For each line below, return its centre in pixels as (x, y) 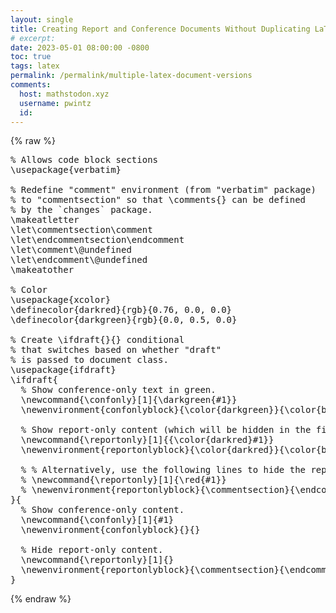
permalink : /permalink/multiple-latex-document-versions (131, 76)
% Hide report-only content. (92, 550)
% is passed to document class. (89, 360)
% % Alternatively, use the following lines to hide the (163, 470)
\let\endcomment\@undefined (79, 260)
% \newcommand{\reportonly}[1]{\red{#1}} (123, 480)
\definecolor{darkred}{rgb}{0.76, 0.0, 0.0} (121, 310)
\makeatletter (45, 220)
